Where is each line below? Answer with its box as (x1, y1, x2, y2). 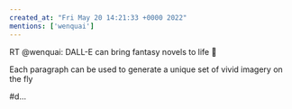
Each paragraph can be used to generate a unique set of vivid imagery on (9, 64, 284, 75)
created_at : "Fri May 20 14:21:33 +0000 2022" (9, 13, 187, 23)
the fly (9, 73, 33, 84)
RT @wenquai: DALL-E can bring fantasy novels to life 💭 (9, 46, 217, 57)
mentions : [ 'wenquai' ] (9, 22, 95, 31)
